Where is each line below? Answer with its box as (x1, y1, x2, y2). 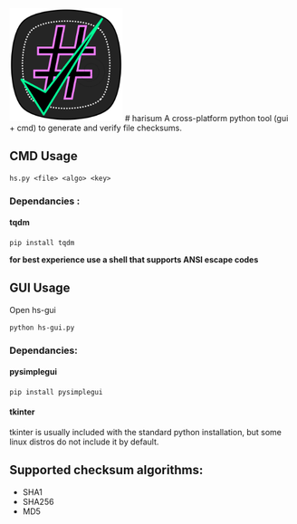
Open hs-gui (9, 304, 57, 315)
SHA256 (22, 496, 54, 507)
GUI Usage (9, 281, 71, 296)
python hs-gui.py (9, 323, 75, 332)
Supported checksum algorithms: (9, 462, 204, 478)
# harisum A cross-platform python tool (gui (124, 113, 289, 123)
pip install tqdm (9, 238, 75, 247)
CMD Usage (9, 148, 79, 164)
